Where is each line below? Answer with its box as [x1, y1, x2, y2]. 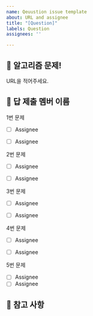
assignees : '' [6, 31, 42, 37]
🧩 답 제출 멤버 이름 [6, 97, 70, 107]
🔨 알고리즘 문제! [6, 60, 62, 70]
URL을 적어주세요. [6, 77, 49, 84]
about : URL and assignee [6, 14, 68, 20]
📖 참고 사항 [6, 299, 45, 310]
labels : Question [6, 25, 50, 32]
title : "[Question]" [6, 20, 58, 26]
